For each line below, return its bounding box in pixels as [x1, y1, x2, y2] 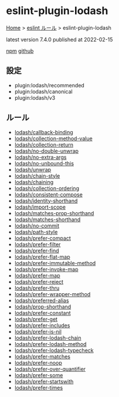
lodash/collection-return [14, 141, 73, 148]
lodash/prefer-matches [14, 353, 70, 360]
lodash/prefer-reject [14, 278, 63, 285]
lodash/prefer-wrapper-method [14, 290, 91, 297]
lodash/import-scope [14, 203, 66, 211]
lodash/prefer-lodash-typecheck [14, 347, 94, 354]
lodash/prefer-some [14, 371, 63, 379]
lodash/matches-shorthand [14, 216, 81, 223]
